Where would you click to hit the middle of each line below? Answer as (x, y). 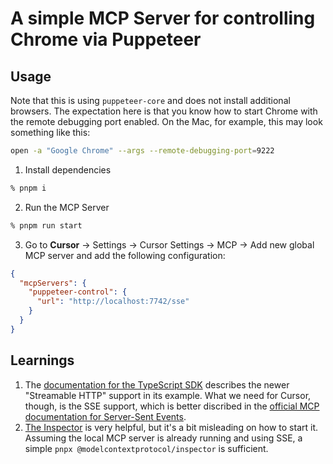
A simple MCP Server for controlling (163, 18)
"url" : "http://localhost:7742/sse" (113, 302)
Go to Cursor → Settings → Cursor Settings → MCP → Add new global (169, 244)
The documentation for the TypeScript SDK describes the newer (157, 384)
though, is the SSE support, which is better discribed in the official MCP (172, 406)
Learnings (42, 360)
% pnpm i (28, 188)
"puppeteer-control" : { (78, 292)
